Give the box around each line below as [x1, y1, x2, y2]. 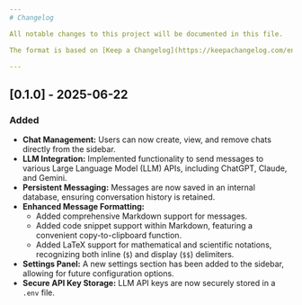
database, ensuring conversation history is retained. [22, 192, 216, 202]
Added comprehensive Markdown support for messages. [35, 211, 248, 221]
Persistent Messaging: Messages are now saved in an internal [22, 182, 256, 193]
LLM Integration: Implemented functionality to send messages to [22, 154, 264, 165]
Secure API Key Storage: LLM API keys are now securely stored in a [22, 278, 276, 289]
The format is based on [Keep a [9, 46, 130, 55]
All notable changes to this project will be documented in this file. [9, 29, 283, 39]
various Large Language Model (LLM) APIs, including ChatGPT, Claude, [22, 163, 288, 174]
